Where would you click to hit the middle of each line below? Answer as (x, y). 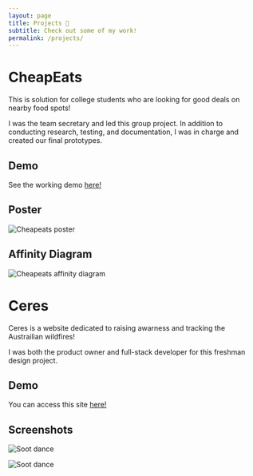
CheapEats (45, 77)
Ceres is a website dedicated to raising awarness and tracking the (117, 327)
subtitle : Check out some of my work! (73, 30)
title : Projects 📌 (39, 23)
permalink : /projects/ (46, 38)
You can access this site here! (57, 405)
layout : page (30, 16)
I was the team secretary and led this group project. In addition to (116, 124)
